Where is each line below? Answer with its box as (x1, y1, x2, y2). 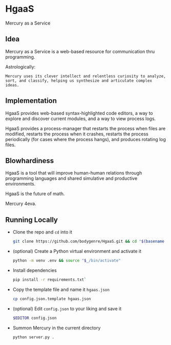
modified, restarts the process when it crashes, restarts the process (5, 131, 148, 137)
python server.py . (12, 334, 55, 340)
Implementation (5, 97, 57, 105)
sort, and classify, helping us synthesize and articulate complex (5, 78, 153, 83)
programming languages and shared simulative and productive (5, 175, 138, 181)
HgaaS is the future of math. (5, 191, 65, 197)
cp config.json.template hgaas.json (12, 296, 91, 302)
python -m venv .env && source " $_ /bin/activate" (12, 258, 121, 263)
